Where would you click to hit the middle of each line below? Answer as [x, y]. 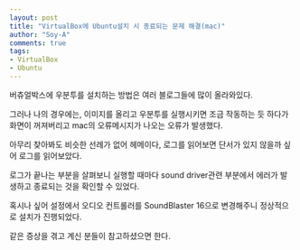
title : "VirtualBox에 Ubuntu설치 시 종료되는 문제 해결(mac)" [117, 26]
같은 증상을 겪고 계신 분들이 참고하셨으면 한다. [90, 236]
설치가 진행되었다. [50, 217]
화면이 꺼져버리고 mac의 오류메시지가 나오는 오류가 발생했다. [116, 125]
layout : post [34, 18]
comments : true [38, 43]
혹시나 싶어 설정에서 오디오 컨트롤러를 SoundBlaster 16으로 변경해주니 [134, 205]
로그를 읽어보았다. [50, 155]
